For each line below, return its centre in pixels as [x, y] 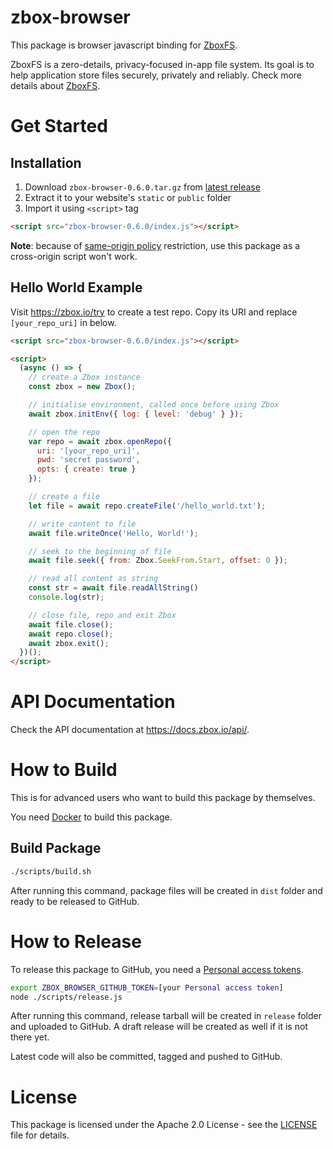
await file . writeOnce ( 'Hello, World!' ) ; [113, 533]
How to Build [64, 770]
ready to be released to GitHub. [75, 901]
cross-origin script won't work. [74, 256]
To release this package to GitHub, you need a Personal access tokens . [157, 969]
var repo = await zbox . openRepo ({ [100, 441]
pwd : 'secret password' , [88, 460]
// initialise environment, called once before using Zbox [154, 405]
